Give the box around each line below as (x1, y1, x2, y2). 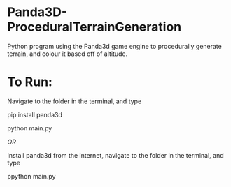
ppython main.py (7, 172, 56, 180)
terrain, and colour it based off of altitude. (7, 50, 128, 58)
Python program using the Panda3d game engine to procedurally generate (7, 42, 222, 50)
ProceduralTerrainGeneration (7, 19, 182, 35)
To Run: (7, 74, 52, 90)
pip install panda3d (7, 110, 63, 119)
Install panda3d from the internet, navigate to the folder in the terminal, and (7, 151, 224, 159)
